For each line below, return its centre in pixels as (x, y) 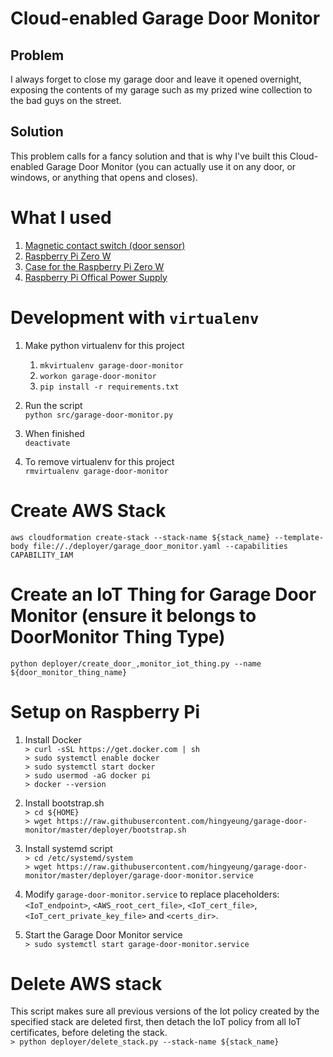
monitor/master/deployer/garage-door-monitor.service (139, 875)
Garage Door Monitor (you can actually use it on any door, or (171, 166)
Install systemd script (68, 848)
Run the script (53, 405)
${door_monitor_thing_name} (69, 672)
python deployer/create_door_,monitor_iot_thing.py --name (136, 663)
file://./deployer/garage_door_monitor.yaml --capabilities (160, 546)
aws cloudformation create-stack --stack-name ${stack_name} (140, 537)
